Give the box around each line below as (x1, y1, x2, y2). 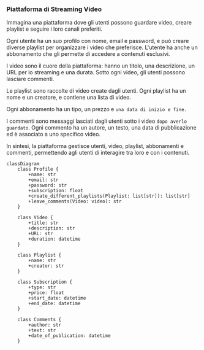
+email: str (28, 177, 59, 183)
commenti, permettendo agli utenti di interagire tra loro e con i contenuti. (6, 149, 190, 157)
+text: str (28, 327, 56, 333)
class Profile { (17, 166, 59, 173)
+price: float (28, 290, 64, 296)
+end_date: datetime (28, 300, 81, 307)
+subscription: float (28, 188, 84, 194)
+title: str (28, 220, 59, 226)
